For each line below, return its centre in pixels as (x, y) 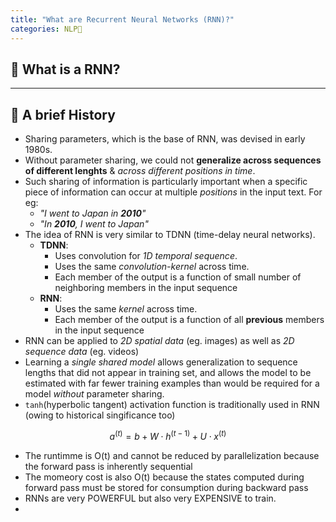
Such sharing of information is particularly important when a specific (166, 182)
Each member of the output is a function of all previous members (189, 320)
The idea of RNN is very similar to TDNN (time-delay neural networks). (170, 235)
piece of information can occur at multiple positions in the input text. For (173, 192)
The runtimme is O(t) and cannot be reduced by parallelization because (172, 455)
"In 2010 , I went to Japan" (94, 224)
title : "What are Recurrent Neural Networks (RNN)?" (122, 19)
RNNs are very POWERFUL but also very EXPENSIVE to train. (150, 498)
